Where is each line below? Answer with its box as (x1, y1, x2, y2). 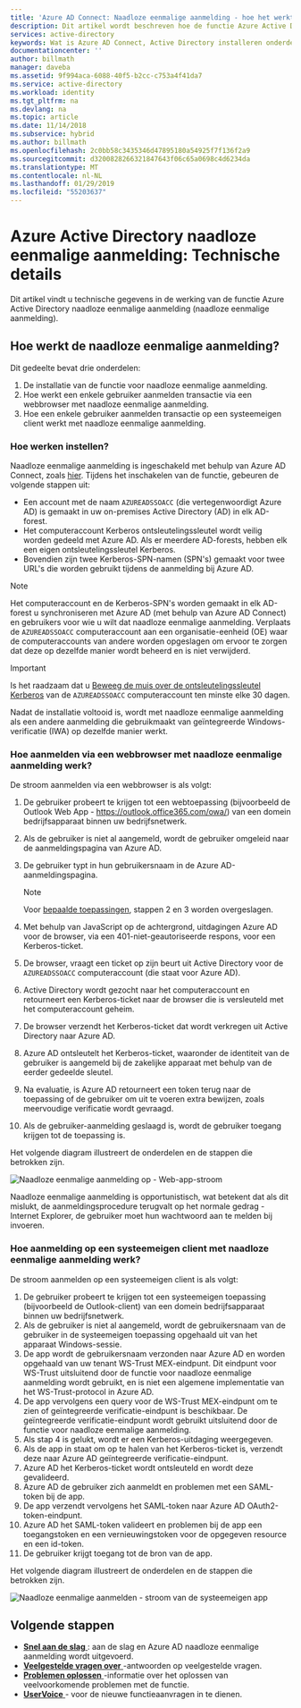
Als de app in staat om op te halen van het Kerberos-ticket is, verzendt (22, 1443, 284, 1454)
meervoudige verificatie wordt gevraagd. (22, 1103, 174, 1114)
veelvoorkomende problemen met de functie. (22, 1679, 190, 1690)
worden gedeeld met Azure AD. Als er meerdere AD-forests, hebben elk (22, 535, 288, 545)
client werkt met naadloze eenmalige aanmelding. (22, 418, 206, 428)
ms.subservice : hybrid (10, 130, 95, 139)
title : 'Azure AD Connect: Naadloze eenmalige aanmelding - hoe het (10, 13, 271, 22)
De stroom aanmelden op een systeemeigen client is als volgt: (10, 1273, 239, 1284)
